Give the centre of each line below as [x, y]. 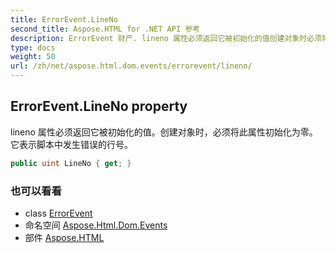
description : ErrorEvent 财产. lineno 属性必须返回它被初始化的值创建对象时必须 [166, 38]
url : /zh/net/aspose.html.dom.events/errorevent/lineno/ [131, 66]
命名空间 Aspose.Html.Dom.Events [96, 225]
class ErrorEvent [58, 213]
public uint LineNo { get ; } [71, 163]
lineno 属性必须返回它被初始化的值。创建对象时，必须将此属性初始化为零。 [164, 132]
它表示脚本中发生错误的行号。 [71, 144]
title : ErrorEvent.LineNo [64, 19]
